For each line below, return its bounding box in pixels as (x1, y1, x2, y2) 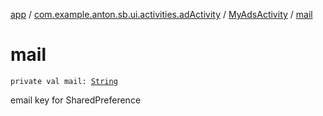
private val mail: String (10, 76, 118, 86)
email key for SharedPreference (10, 94, 142, 106)
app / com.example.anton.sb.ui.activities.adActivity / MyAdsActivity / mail (10, 9, 313, 20)
